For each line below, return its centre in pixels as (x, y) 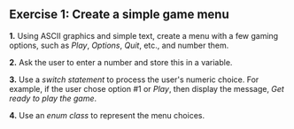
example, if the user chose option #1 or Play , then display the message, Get (147, 88)
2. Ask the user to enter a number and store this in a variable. (121, 62)
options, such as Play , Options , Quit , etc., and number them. (119, 45)
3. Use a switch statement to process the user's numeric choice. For (134, 80)
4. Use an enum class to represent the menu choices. (107, 115)
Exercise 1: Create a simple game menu (119, 15)
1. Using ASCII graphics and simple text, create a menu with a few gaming (144, 35)
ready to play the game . (53, 98)
